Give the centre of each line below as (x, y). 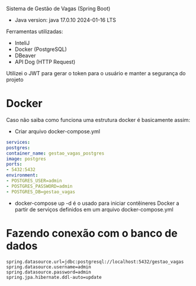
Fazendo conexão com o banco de (92, 233)
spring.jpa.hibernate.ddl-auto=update (54, 277)
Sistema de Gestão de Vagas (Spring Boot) (58, 9)
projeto (15, 80)
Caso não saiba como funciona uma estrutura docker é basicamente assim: (98, 120)
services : (18, 142)
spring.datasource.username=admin (49, 267)
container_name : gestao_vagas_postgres (55, 153)
